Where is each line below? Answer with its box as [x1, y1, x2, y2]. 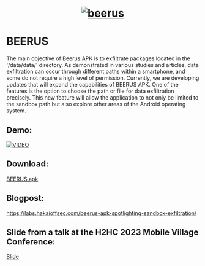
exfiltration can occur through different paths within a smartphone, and [6, 68, 185, 76]
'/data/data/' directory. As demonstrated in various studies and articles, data [6, 61, 199, 69]
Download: [6, 159, 49, 170]
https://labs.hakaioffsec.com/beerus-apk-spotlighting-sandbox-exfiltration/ [6, 209, 197, 217]
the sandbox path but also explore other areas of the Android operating [6, 101, 186, 108]
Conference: [6, 237, 56, 247]
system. [6, 107, 26, 114]
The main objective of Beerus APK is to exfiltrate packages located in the [6, 55, 191, 62]
